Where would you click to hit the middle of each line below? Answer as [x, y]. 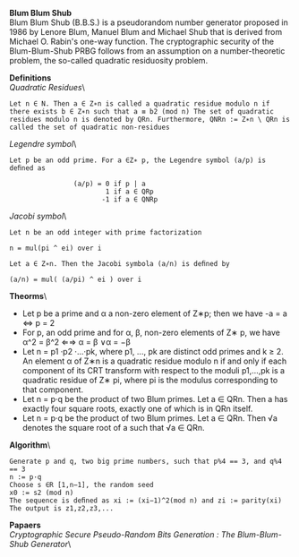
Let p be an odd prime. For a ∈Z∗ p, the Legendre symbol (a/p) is [138, 160]
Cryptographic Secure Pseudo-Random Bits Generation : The [122, 535]
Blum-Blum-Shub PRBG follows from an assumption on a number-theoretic [147, 51]
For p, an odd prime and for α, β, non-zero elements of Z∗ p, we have [151, 332]
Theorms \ [28, 296]
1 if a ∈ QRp [129, 192]
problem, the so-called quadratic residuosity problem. [109, 60]
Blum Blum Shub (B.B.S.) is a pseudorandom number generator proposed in [149, 22]
